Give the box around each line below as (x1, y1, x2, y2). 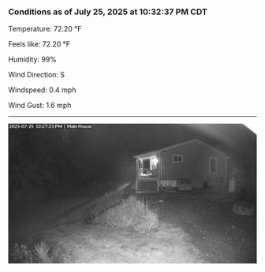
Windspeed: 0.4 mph (8, 85, 77, 95)
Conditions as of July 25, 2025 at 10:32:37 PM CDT (8, 6, 207, 17)
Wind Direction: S (8, 70, 65, 80)
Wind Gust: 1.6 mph (8, 101, 72, 110)
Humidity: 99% (8, 54, 58, 65)
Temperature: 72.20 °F (8, 24, 82, 34)
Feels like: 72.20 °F (8, 39, 71, 49)
